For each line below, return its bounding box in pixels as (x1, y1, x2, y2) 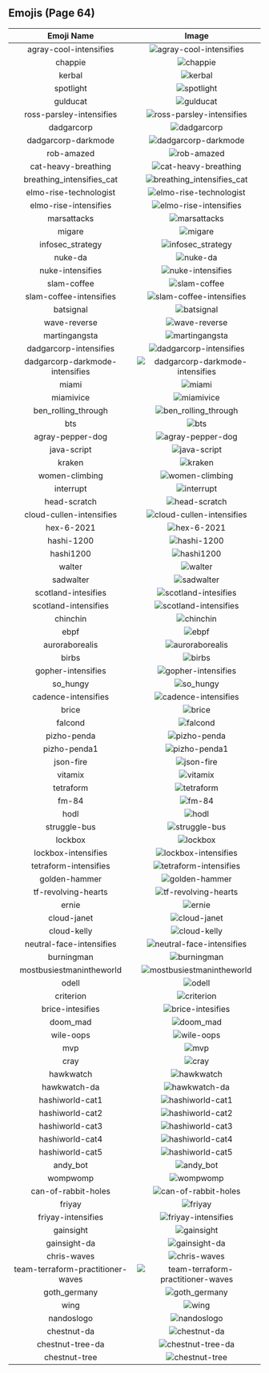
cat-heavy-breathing (30, 160, 112, 171)
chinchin (54, 612, 87, 624)
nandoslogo (48, 1312, 94, 1323)
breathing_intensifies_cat (23, 174, 118, 185)
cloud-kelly (48, 925, 93, 936)
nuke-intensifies (39, 264, 102, 275)
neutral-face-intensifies (24, 938, 118, 949)
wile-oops (50, 1029, 90, 1040)
